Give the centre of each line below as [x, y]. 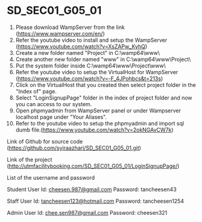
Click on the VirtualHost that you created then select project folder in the [106, 84]
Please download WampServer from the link [70, 27]
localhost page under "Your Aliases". [61, 117]
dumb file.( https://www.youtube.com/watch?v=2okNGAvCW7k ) [94, 130]
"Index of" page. [36, 91]
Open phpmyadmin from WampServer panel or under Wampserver [98, 110]
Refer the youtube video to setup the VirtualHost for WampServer [97, 72]
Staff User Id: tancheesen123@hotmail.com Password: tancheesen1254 [96, 201]
